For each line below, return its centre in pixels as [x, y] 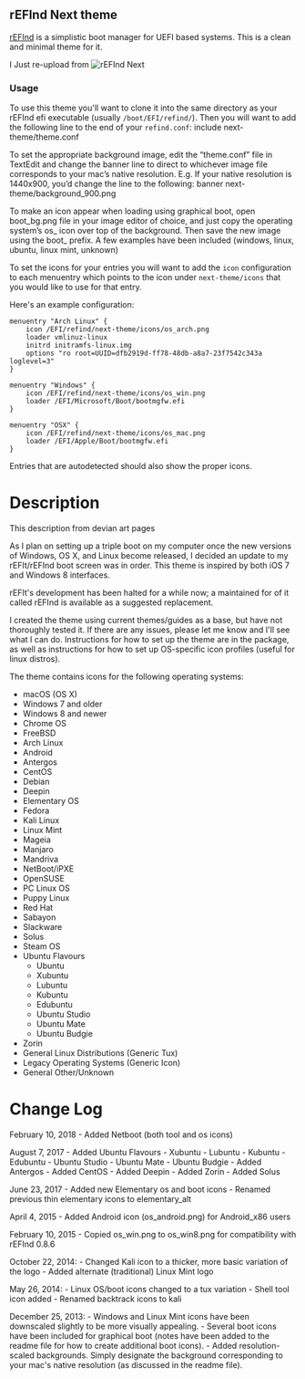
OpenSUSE [44, 879]
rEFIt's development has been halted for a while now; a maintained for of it [149, 593]
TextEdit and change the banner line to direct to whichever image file [139, 164]
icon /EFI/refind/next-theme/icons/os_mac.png [116, 434]
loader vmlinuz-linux [66, 338]
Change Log [56, 1109]
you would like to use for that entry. [76, 287]
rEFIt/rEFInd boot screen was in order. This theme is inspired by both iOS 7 [149, 566]
